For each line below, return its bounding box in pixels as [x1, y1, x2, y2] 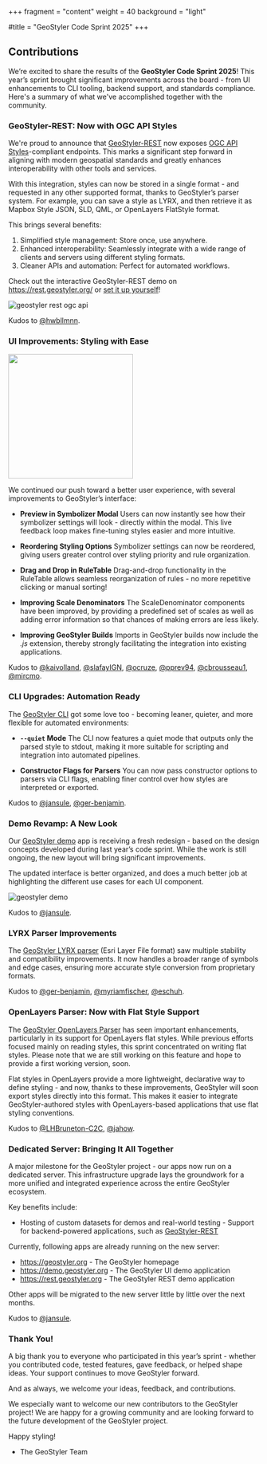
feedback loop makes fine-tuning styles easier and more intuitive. [19, 526, 236, 536]
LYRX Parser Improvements [8, 927, 117, 939]
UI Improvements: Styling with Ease [8, 336, 149, 347]
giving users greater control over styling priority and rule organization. [19, 550, 251, 560]
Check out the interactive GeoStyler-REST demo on [8, 277, 178, 286]
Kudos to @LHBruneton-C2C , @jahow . [8, 1124, 135, 1133]
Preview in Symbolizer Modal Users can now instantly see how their [19, 510, 245, 519]
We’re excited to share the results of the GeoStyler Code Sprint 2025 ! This [8, 66, 255, 76]
